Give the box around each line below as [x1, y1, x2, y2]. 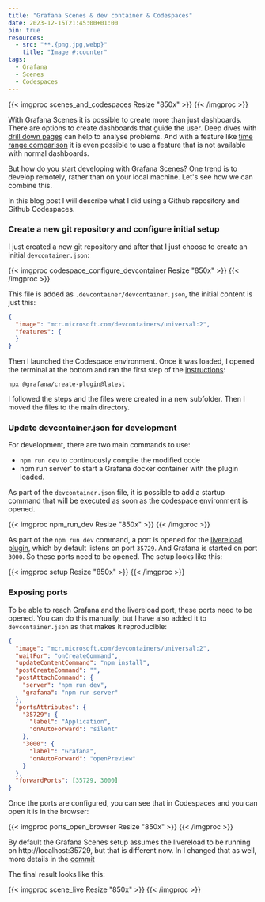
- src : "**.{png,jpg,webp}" [15, 41, 108, 49]
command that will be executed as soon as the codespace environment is [8, 496, 248, 506]
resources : [8, 33, 44, 42]
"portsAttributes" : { [15, 703, 87, 711]
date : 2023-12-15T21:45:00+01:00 [8, 19, 119, 27]
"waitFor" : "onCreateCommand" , [15, 651, 119, 660]
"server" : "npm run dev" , [22, 681, 108, 689]
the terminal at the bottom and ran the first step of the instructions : [8, 365, 226, 375]
